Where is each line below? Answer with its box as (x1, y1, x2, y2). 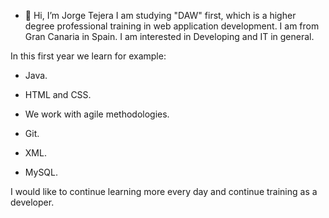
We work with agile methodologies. (24, 108, 170, 120)
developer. (10, 196, 55, 208)
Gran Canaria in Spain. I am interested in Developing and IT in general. (24, 31, 315, 42)
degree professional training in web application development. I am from (24, 20, 320, 32)
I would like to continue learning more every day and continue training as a (10, 186, 318, 197)
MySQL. (24, 166, 59, 178)
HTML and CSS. (24, 89, 92, 100)
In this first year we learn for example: (10, 50, 167, 62)
